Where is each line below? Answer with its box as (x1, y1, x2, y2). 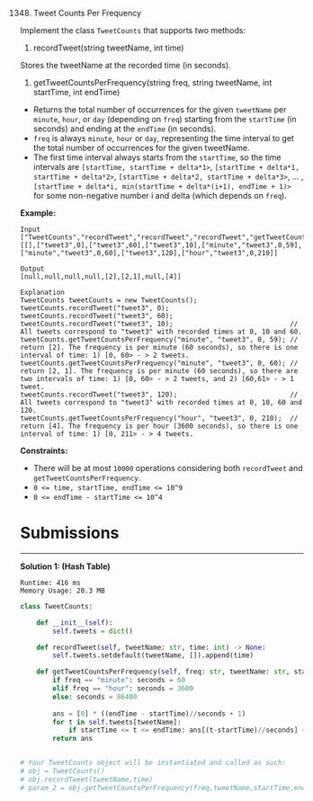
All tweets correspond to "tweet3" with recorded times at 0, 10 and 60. (20, 327, 303, 336)
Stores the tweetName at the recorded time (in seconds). (20, 60, 231, 70)
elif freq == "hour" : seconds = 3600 (52, 684, 193, 693)
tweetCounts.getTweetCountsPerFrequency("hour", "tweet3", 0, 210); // (20, 414, 299, 423)
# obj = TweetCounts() (20, 767, 105, 776)
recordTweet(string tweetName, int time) (32, 42, 184, 53)
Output (20, 264, 45, 273)
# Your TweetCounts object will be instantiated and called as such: (20, 759, 287, 768)
